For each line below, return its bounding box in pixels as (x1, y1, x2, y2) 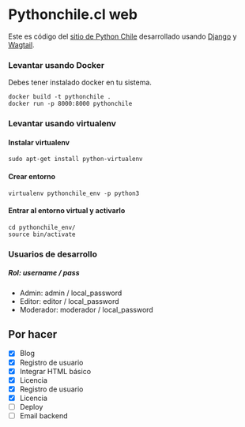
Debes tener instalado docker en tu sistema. (8, 77, 153, 88)
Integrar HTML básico (19, 366, 92, 376)
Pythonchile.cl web (8, 6, 138, 24)
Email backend (19, 410, 68, 420)
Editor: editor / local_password (19, 296, 119, 305)
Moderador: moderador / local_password (19, 305, 154, 314)
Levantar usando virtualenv (8, 118, 117, 129)
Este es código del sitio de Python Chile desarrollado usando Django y (8, 32, 237, 41)
